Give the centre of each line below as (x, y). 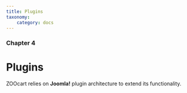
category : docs (35, 22)
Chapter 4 (21, 43)
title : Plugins (25, 11)
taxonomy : (18, 17)
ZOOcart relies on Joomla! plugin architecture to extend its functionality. (94, 84)
